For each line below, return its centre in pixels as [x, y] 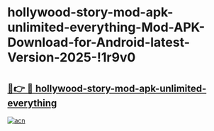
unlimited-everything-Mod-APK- [106, 27]
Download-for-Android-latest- [98, 42]
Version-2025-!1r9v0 [72, 58]
